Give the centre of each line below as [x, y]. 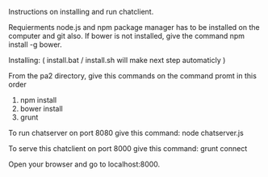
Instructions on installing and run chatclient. [81, 12]
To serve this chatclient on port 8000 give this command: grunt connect [128, 148]
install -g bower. [35, 44]
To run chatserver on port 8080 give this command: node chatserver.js [126, 133]
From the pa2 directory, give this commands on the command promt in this [132, 76]
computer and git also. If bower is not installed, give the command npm [126, 36]
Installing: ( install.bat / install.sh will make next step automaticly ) [117, 60]
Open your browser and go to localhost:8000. [84, 164]
